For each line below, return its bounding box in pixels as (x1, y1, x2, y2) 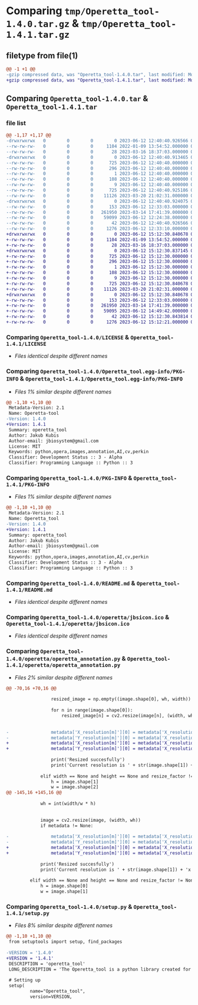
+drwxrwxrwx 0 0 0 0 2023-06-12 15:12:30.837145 (6, 248, 189, 253)
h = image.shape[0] (40, 883, 88, 889)
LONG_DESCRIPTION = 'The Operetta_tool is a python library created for (8, 966, 192, 973)
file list (6, 119, 27, 127)
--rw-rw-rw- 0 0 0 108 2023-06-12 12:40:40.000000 (6, 176, 189, 183)
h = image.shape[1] (51, 779, 99, 785)
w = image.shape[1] (40, 889, 88, 895)
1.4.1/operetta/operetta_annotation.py (6, 662, 121, 669)
